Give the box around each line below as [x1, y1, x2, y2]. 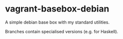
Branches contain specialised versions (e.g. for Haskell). [5, 28, 119, 34]
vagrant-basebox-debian [5, 3, 109, 14]
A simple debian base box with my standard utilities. [5, 19, 110, 25]
